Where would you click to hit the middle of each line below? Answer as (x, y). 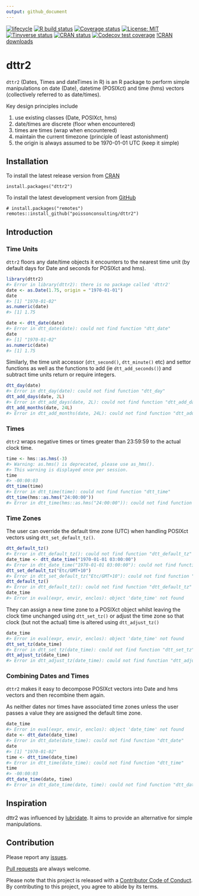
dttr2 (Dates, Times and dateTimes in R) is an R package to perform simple (98, 82)
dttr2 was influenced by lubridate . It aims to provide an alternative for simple (99, 817)
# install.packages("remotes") (45, 209)
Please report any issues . (37, 857)
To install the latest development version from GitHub (71, 198)
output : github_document (37, 12)
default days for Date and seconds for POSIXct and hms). (76, 268)
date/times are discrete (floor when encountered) (75, 124)
